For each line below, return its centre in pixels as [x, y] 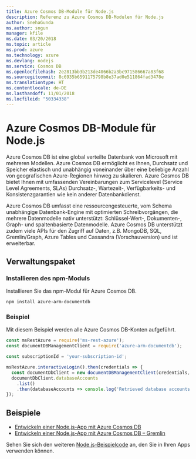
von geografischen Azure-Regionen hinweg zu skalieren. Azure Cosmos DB [98, 175]
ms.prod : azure [25, 50]
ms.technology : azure [33, 55]
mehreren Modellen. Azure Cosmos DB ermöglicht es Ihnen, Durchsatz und [97, 163]
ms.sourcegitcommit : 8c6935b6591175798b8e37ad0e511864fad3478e [85, 77]
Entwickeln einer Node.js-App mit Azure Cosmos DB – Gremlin [90, 433]
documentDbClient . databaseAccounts [55, 378]
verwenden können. [30, 451]
